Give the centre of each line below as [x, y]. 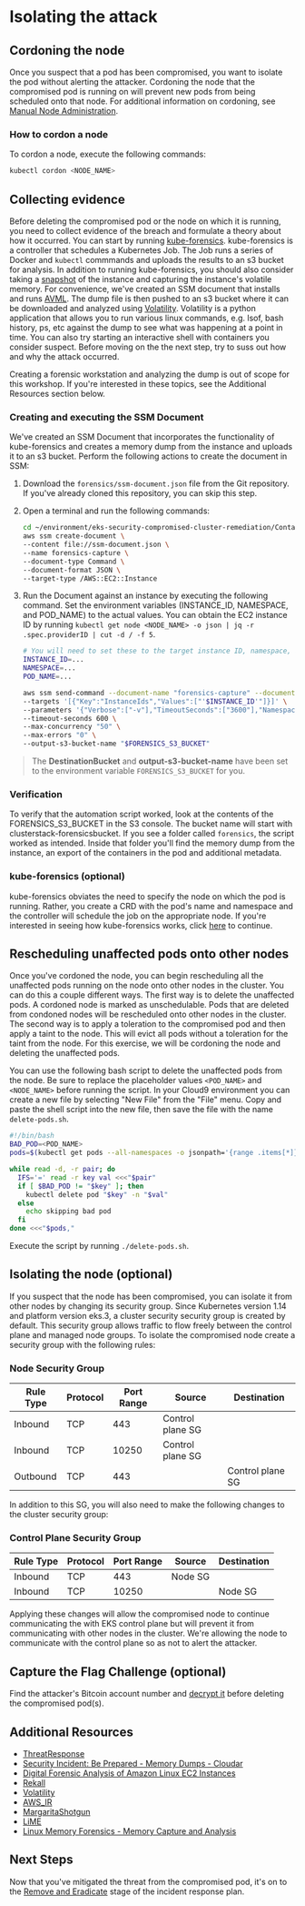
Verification [36, 794]
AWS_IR [37, 1802]
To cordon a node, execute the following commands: [108, 154]
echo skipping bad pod [69, 1212]
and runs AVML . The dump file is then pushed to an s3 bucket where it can [149, 299]
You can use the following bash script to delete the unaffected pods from [146, 1070]
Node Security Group [57, 1368]
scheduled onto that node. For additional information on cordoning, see [143, 101]
